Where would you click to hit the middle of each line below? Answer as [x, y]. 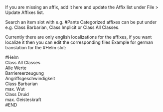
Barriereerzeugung [24, 73]
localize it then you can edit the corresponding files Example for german [79, 42]
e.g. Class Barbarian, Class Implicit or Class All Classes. [62, 27]
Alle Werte [16, 68]
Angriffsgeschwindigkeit [30, 78]
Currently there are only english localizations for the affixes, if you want [79, 37]
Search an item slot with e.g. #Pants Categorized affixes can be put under [81, 22]
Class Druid [17, 94]
